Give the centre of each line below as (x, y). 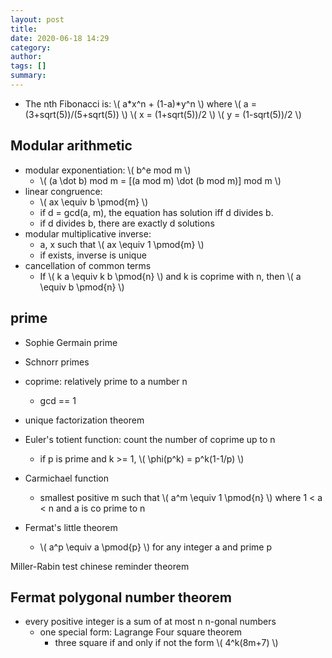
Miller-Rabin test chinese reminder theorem (100, 566)
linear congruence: (63, 191)
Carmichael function (67, 478)
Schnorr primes (57, 362)
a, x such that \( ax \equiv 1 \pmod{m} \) (122, 244)
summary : (28, 76)
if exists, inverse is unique (93, 255)
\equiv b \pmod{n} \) (82, 287)
